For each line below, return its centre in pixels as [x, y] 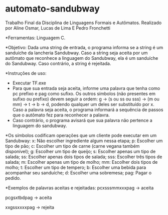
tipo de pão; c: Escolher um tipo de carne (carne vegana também [72, 146]
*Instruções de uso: [26, 73]
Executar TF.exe [29, 83]
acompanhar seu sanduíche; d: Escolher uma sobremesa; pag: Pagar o [78, 173]
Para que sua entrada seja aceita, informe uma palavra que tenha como [86, 88]
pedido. [13, 178]
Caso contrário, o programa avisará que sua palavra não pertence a [82, 120]
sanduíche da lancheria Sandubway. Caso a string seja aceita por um [76, 53]
